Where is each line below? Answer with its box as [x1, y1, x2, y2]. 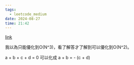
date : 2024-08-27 [5, 16, 40, 21]
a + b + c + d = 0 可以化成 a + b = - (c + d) [5, 55, 91, 61]
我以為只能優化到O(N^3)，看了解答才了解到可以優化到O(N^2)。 [5, 44, 132, 50]
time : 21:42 [5, 21, 29, 26]
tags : [5, 7, 16, 12]
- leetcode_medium [9, 12, 47, 17]
